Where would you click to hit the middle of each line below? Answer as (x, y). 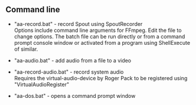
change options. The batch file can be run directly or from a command (99, 36)
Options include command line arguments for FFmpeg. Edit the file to (98, 30)
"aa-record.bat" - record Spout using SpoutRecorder (78, 24)
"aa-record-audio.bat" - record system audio (69, 72)
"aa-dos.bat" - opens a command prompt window (75, 96)
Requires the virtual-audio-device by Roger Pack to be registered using (101, 78)
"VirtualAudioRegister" (41, 84)
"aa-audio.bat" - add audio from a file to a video (73, 60)
